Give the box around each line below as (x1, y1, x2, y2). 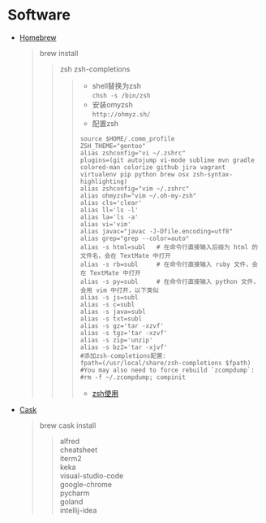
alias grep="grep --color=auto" (79, 234, 190, 242)
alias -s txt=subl (79, 315, 143, 323)
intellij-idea (59, 505, 97, 515)
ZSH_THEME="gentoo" (79, 142, 147, 150)
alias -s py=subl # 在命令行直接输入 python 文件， (79, 277, 260, 285)
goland (59, 496, 84, 506)
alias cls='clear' (79, 198, 143, 207)
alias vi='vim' (79, 220, 131, 229)
